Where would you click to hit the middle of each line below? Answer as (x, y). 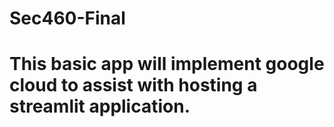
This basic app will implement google (167, 64)
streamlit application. (100, 106)
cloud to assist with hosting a (133, 85)
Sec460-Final (67, 18)
